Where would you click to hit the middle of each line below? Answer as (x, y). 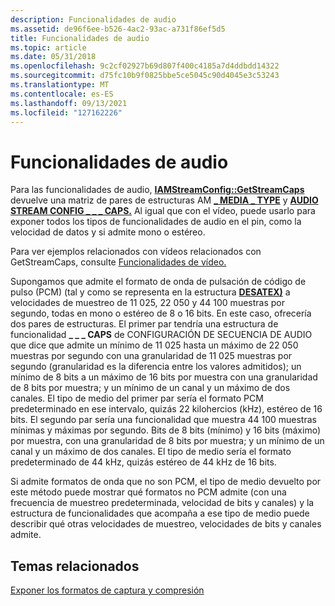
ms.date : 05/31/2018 (53, 57)
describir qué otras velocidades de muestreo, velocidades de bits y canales (166, 524)
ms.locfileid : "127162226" (66, 112)
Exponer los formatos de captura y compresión (107, 590)
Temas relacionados (75, 566)
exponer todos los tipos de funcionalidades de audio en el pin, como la (156, 222)
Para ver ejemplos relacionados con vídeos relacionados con (136, 252)
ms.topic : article (48, 47)
